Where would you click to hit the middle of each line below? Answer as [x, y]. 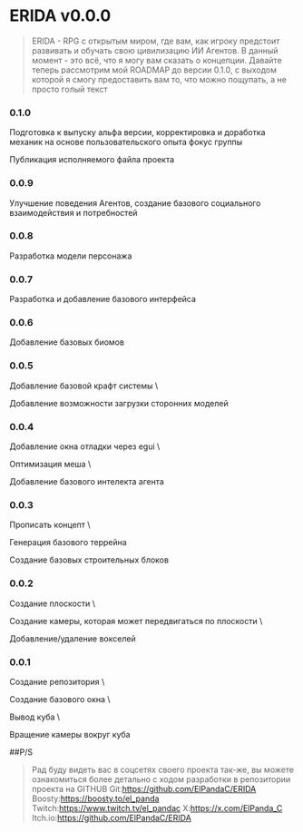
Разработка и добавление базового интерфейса [103, 299]
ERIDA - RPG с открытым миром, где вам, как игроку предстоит [156, 41]
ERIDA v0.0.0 [60, 16]
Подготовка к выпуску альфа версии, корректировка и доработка [137, 132]
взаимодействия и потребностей [73, 212]
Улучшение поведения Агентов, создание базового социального [135, 203]
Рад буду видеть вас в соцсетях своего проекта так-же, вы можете [163, 769]
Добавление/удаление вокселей [73, 638]
